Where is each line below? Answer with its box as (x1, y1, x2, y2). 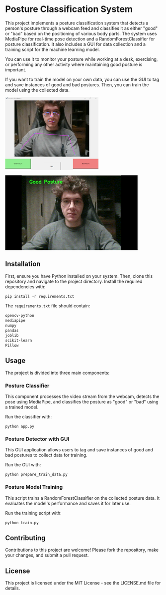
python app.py (5, 424, 35, 429)
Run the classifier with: (5, 413, 52, 419)
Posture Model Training (5, 484, 63, 491)
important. (5, 66, 26, 73)
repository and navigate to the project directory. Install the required (5, 278, 143, 284)
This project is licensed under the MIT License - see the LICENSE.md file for (5, 580, 161, 586)
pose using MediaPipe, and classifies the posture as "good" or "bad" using (5, 398, 159, 404)
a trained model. (5, 404, 39, 410)
